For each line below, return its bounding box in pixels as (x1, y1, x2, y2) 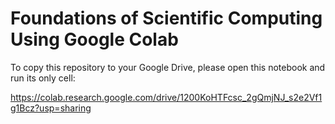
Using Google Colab (10, 28, 179, 51)
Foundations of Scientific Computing (10, 7, 323, 30)
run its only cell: (10, 72, 76, 84)
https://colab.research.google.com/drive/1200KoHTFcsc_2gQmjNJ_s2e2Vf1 (10, 91, 323, 103)
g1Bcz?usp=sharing (10, 102, 92, 114)
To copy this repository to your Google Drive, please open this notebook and (10, 61, 326, 73)
